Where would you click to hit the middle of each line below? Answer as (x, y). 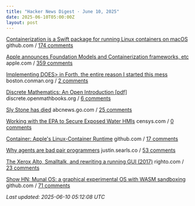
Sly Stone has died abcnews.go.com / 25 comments (69, 110)
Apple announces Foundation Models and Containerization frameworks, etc (97, 57)
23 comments (23, 168)
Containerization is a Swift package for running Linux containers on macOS (97, 39)
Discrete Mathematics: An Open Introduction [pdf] (67, 92)
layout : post (22, 22)
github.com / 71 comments (38, 185)
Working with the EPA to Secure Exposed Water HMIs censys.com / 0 (90, 121)
